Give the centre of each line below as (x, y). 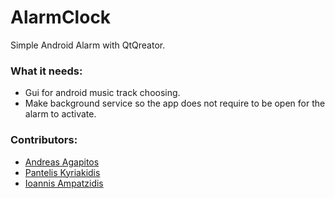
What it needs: (46, 71)
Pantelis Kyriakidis (62, 172)
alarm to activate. (60, 114)
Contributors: (44, 140)
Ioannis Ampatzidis (64, 183)
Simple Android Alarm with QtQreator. (88, 45)
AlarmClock (61, 17)
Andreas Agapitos (62, 162)
